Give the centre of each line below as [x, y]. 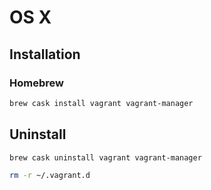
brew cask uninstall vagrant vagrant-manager [105, 157]
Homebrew [36, 83]
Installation [45, 54]
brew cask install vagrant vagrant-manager [101, 103]
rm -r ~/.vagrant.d [50, 176]
